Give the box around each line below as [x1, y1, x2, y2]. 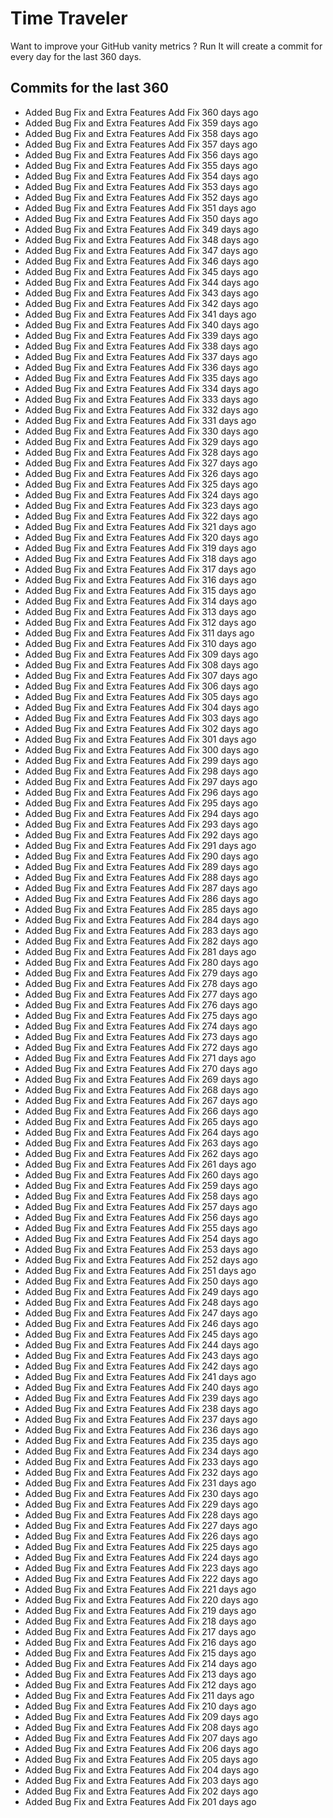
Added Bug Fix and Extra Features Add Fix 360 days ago [24, 106, 259, 118]
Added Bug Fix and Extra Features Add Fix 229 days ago [24, 1498, 259, 1510]
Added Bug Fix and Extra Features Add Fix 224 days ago [24, 1551, 259, 1563]
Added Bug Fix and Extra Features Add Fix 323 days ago [24, 499, 259, 511]
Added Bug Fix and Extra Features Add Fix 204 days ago [24, 1763, 259, 1776]
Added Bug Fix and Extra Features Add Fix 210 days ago [24, 1700, 257, 1712]
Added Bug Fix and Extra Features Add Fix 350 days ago [24, 212, 259, 224]
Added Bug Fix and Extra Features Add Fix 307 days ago [24, 669, 258, 681]
